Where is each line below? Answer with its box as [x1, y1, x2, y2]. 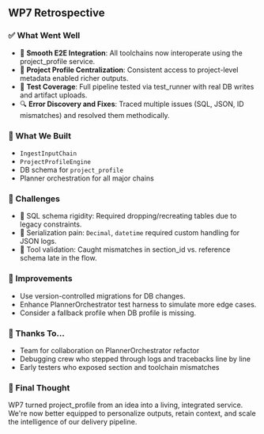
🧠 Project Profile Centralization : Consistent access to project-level [19, 65, 239, 74]
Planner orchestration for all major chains [19, 173, 154, 183]
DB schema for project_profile [19, 165, 124, 174]
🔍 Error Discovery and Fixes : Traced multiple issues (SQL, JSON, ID [19, 99, 244, 108]
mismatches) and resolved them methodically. [19, 110, 170, 120]
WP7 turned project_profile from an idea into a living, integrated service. [8, 400, 243, 410]
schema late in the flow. [19, 253, 97, 263]
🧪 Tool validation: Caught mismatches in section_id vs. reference [19, 245, 231, 254]
